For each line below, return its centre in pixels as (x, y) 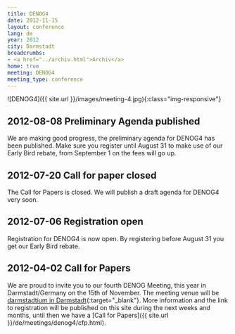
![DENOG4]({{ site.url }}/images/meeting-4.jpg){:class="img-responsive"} (114, 99)
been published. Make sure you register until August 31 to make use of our (115, 146)
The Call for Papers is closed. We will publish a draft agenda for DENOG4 (113, 192)
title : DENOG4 (28, 14)
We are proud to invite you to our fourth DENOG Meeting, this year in (107, 285)
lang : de (20, 33)
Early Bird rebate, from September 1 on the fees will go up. (92, 153)
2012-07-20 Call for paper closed (82, 175)
